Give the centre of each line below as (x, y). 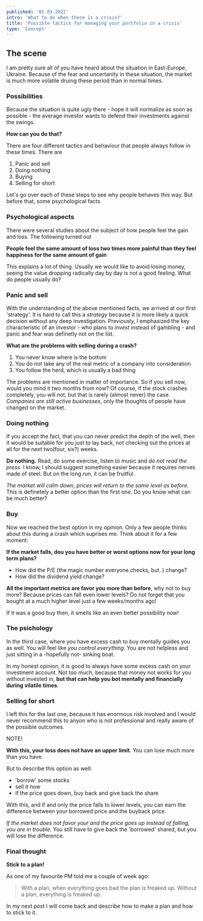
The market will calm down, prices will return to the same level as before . (98, 486)
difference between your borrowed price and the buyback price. (86, 812)
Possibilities (25, 96)
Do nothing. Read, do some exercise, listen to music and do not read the (97, 461)
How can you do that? (34, 134)
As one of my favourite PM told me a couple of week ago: (78, 876)
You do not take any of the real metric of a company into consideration (103, 363)
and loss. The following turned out (49, 236)
